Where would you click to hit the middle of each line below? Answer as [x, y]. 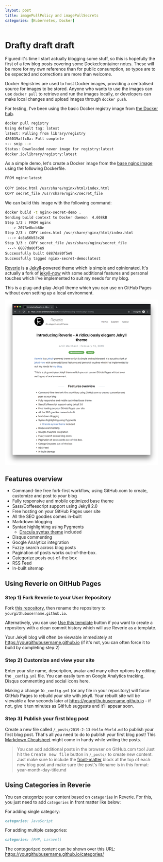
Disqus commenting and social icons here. [48, 681]
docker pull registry [27, 123]
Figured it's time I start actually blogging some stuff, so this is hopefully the [80, 59]
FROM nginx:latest [24, 178]
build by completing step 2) [32, 648]
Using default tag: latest [32, 128]
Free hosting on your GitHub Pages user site [56, 512]
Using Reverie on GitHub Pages [53, 583]
